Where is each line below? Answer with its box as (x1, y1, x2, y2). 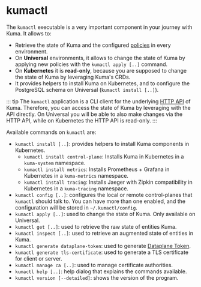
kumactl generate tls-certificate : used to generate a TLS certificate (14, 249, 189, 256)
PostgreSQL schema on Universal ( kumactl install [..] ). (14, 86, 159, 93)
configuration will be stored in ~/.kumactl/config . (14, 204, 138, 211)
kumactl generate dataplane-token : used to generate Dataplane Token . (14, 242, 191, 249)
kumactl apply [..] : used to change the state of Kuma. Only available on (14, 210, 196, 217)
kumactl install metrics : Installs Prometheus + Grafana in (23, 166, 170, 173)
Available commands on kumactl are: (6, 128, 97, 136)
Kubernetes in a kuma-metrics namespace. (23, 172, 129, 179)
